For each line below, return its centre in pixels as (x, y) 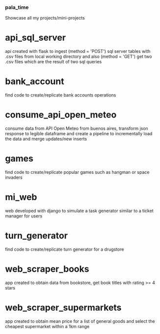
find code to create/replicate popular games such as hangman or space (77, 172)
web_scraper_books (47, 269)
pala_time (17, 7)
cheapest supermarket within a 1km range (47, 326)
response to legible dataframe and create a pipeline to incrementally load (79, 134)
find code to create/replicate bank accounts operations (61, 95)
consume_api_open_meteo (61, 115)
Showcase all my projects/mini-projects (45, 18)
